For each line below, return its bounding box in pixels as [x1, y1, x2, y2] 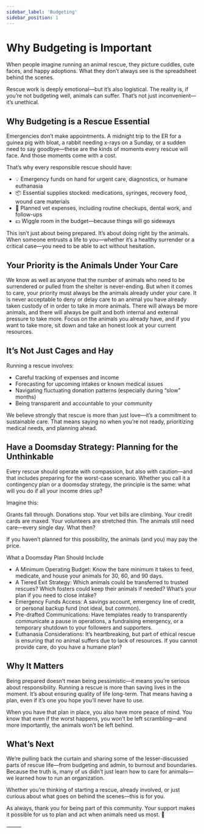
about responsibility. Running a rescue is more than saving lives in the [6, 684, 181, 691]
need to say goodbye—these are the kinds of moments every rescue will [6, 146, 188, 153]
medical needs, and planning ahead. [6, 424, 97, 431]
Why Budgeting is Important [6, 41, 152, 55]
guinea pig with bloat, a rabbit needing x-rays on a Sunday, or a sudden [6, 139, 186, 146]
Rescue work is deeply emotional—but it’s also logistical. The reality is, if [6, 86, 189, 93]
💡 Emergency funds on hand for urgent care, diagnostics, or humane [15, 175, 188, 183]
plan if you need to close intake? [15, 592, 97, 599]
